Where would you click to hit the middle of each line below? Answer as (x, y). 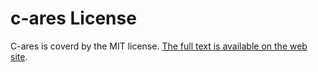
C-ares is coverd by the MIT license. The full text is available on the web (159, 46)
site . (19, 56)
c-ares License (73, 18)
